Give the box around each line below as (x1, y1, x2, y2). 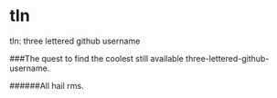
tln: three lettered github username (9, 35, 141, 46)
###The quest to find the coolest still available (9, 53, 185, 64)
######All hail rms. (9, 80, 84, 91)
